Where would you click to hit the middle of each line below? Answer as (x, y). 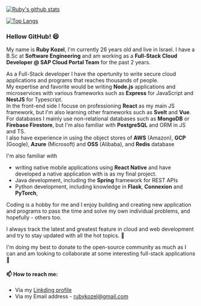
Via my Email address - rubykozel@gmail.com (72, 296)
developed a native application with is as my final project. (86, 174)
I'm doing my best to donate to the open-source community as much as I (96, 247)
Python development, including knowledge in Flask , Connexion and (99, 187)
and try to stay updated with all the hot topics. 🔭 (65, 236)
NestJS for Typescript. (34, 100)
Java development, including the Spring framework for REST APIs (96, 180)
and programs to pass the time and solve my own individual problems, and (98, 211)
